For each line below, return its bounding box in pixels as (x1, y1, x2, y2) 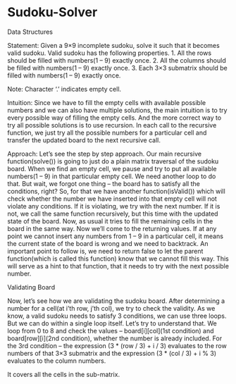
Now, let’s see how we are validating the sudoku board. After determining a (7, 297, 225, 305)
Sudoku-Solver (7, 4, 98, 20)
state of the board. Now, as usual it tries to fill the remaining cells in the (7, 216, 213, 225)
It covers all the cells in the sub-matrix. (7, 370, 120, 378)
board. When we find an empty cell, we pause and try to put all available (7, 164, 217, 173)
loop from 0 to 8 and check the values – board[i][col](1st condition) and (7, 326, 214, 335)
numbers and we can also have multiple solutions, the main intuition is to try (7, 106, 228, 114)
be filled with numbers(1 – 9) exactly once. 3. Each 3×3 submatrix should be (7, 63, 228, 72)
